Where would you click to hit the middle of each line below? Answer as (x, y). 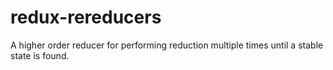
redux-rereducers (86, 17)
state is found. (40, 55)
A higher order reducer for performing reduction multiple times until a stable (167, 45)
